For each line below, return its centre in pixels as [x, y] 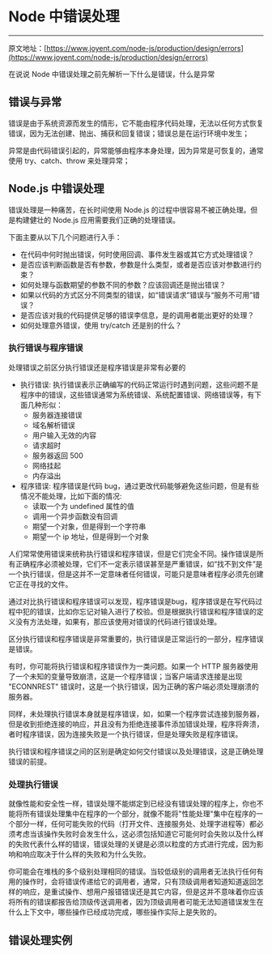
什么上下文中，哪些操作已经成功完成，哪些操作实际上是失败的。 [115, 912]
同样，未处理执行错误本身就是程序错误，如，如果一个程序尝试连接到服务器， [136, 713]
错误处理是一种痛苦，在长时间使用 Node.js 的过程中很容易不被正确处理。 [130, 210]
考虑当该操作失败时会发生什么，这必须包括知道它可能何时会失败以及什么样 [139, 834]
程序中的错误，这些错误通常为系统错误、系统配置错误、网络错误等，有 [137, 395]
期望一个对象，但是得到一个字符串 [89, 526]
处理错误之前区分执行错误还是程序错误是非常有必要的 [97, 367]
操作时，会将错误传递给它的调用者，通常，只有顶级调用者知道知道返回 [139, 882]
